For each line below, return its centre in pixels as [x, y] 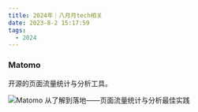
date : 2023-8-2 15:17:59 [49, 23]
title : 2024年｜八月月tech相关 [55, 15]
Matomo [24, 65]
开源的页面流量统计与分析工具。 [60, 83]
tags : [17, 30]
